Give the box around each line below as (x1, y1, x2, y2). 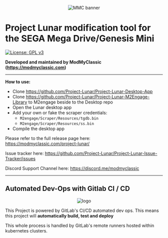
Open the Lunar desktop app (12, 104, 72, 110)
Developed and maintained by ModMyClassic (5, 59, 101, 65)
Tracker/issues (5, 155, 36, 161)
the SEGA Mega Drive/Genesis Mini (5, 33, 154, 44)
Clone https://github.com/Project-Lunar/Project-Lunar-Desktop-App (12, 88, 153, 94)
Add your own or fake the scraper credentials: (12, 109, 107, 115)
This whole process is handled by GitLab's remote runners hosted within (5, 222, 154, 228)
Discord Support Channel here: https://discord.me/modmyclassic (5, 165, 139, 171)
